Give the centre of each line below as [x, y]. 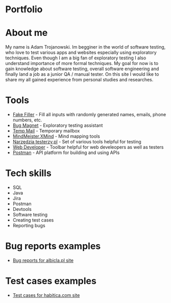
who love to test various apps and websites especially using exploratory [81, 53]
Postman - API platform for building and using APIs [66, 153]
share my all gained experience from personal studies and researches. [79, 80]
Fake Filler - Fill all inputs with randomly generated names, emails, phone [89, 115]
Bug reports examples [53, 246]
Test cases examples [51, 281]
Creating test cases [33, 220]
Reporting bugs [29, 225]
